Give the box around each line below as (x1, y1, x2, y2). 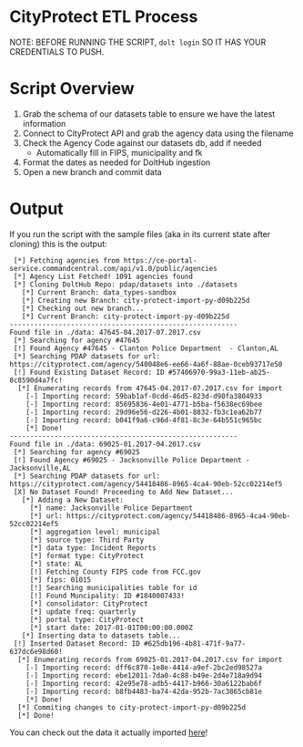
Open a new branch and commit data (22, 166, 162, 177)
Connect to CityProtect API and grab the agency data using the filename (22, 128, 294, 139)
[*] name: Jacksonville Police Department (29, 503, 194, 513)
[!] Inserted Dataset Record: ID (13, 638, 141, 648)
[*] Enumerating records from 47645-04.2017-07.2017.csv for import (17, 383, 283, 393)
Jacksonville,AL (9, 463, 71, 472)
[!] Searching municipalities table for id (29, 583, 197, 592)
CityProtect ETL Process (9, 6, 198, 27)
